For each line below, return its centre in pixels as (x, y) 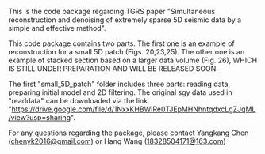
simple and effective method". (57, 28)
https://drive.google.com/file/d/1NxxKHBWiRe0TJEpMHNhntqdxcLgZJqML (134, 109)
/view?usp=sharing (40, 117)
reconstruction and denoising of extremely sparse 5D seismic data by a (125, 20)
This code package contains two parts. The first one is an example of (122, 43)
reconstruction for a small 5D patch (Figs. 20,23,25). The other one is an (127, 52)
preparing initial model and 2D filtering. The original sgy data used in (120, 92)
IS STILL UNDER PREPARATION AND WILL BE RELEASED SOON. (113, 69)
